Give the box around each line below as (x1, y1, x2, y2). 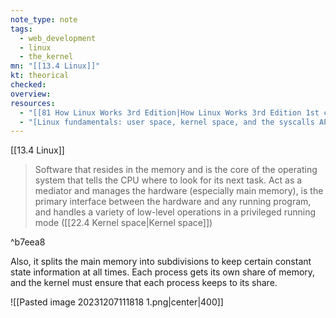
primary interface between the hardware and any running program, (34, 196, 312, 208)
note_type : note (10, 14, 78, 25)
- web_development (19, 33, 97, 43)
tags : (10, 24, 33, 34)
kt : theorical (10, 71, 70, 81)
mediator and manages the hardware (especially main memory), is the (34, 185, 324, 197)
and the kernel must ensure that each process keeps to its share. (10, 277, 278, 289)
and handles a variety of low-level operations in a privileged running (34, 206, 317, 218)
